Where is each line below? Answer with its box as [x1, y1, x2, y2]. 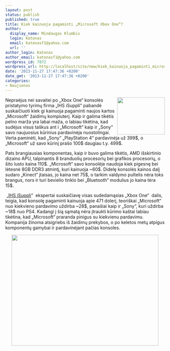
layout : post [5, 7, 33, 13]
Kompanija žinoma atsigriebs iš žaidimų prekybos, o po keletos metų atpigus [5, 219, 165, 225]
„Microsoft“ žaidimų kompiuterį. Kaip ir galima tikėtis [5, 113, 114, 119]
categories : [5, 78, 30, 83]
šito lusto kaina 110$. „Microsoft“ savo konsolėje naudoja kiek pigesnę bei [5, 161, 158, 167]
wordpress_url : [5, 64, 37, 69]
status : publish [5, 12, 39, 17]
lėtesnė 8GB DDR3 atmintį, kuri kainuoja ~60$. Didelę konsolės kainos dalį [5, 166, 160, 172]
